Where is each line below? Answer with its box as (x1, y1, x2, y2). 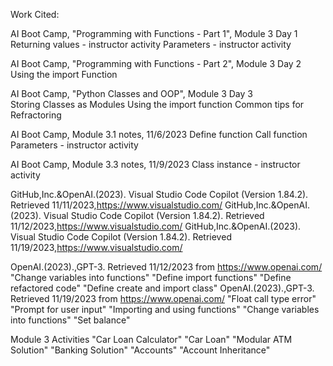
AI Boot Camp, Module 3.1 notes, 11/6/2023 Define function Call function (10, 129, 308, 140)
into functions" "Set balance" (10, 314, 131, 326)
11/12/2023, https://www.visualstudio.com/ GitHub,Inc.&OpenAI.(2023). (10, 220, 302, 232)
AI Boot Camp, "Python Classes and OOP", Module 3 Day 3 (10, 88, 253, 99)
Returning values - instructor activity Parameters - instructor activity (10, 39, 292, 50)
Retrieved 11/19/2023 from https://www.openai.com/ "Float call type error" (10, 293, 317, 304)
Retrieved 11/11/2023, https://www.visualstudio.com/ (10, 199, 223, 211)
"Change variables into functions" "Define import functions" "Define (10, 272, 292, 283)
